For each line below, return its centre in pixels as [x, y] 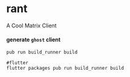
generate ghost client [34, 39]
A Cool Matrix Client [31, 25]
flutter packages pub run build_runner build [65, 69]
